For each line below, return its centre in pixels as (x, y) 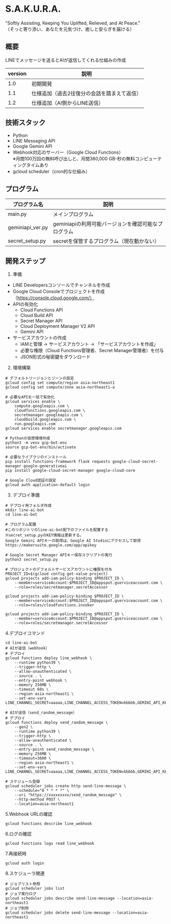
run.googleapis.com (35, 424)
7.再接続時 (16, 854)
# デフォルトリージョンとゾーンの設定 (40, 378)
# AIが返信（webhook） (27, 648)
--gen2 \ (24, 727)
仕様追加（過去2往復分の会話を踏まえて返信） (86, 93)
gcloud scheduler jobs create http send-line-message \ (66, 786)
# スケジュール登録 (23, 782)
